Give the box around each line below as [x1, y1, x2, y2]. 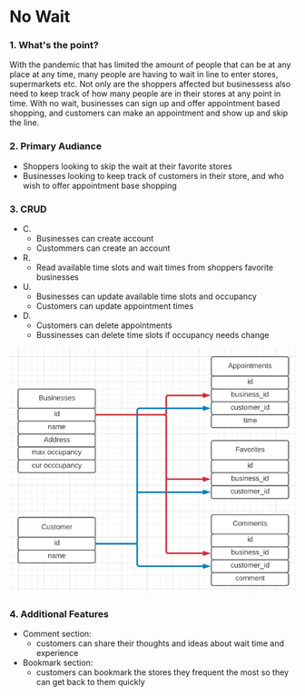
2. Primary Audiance [9, 140, 103, 153]
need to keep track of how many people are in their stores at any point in [9, 88, 281, 99]
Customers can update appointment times [35, 301, 194, 312]
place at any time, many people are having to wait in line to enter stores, [9, 69, 279, 80]
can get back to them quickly [35, 677, 145, 688]
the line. [9, 117, 40, 128]
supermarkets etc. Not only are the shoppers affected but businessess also [9, 79, 291, 90]
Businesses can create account [35, 234, 154, 244]
